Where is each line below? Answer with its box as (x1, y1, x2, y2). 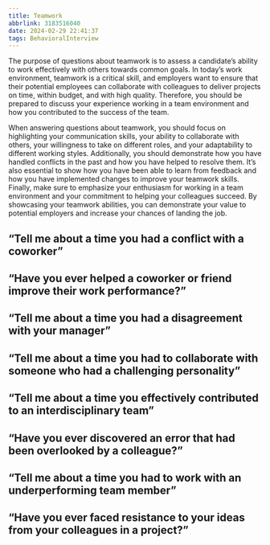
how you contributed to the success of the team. (8, 108, 170, 117)
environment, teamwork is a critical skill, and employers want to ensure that (8, 73, 259, 83)
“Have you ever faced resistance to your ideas (8, 511, 245, 525)
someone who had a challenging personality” (8, 363, 241, 378)
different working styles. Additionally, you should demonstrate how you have (8, 149, 262, 158)
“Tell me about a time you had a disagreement (8, 311, 243, 326)
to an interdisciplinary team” (8, 404, 154, 418)
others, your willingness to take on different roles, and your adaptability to (8, 140, 253, 150)
